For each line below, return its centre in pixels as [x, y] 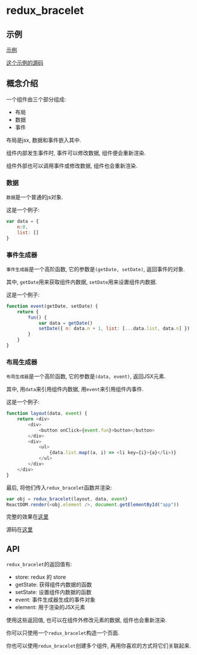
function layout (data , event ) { [47, 414]
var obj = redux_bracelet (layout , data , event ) [67, 499]
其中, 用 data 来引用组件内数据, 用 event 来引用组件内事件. [75, 389]
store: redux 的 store [40, 577]
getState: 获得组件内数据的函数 [53, 585]
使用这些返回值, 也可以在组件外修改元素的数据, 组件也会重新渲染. [86, 620]
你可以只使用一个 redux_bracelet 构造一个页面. [63, 633]
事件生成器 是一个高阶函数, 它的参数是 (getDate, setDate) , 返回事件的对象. [96, 269]
